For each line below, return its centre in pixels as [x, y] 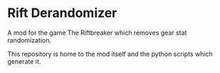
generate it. [24, 61]
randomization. [30, 40]
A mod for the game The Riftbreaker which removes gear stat [97, 33]
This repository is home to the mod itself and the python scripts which [110, 54]
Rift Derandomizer [62, 13]
